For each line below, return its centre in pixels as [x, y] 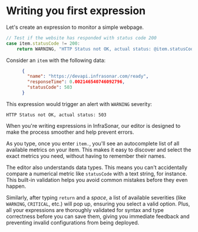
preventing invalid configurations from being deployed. [73, 223]
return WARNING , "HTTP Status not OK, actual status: [84, 49]
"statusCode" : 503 [50, 87]
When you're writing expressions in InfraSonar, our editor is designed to [93, 125]
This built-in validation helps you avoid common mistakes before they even [97, 180]
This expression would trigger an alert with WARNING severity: [79, 104]
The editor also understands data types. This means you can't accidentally [97, 167]
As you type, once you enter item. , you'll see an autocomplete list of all [93, 143]
